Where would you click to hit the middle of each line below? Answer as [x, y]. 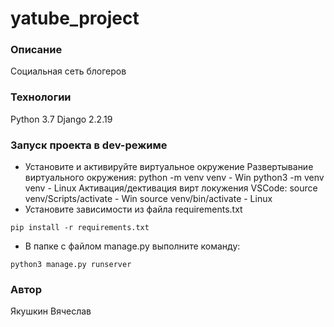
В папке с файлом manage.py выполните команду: [132, 246]
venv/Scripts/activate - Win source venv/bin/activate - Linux [148, 199]
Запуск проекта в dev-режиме [89, 145]
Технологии [41, 97]
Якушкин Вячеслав [51, 311]
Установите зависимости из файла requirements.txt [133, 209]
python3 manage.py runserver [71, 265]
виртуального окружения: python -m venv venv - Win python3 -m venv [174, 178]
